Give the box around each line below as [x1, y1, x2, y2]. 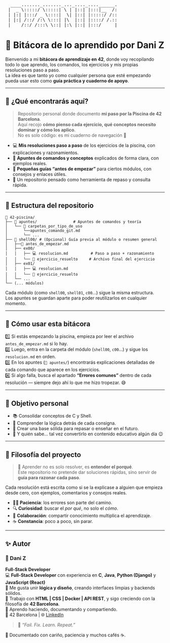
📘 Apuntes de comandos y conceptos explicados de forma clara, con [12, 155, 159, 161]
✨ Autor [5, 540, 31, 548]
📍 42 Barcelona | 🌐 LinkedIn [5, 612, 64, 618]
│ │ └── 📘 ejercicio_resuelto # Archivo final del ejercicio [5, 256, 155, 261]
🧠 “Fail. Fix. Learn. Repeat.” [17, 622, 75, 628]
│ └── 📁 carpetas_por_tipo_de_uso [5, 223, 82, 229]
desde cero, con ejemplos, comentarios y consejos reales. [5, 490, 127, 496]
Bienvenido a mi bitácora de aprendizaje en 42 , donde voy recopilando [5, 56, 154, 62]
